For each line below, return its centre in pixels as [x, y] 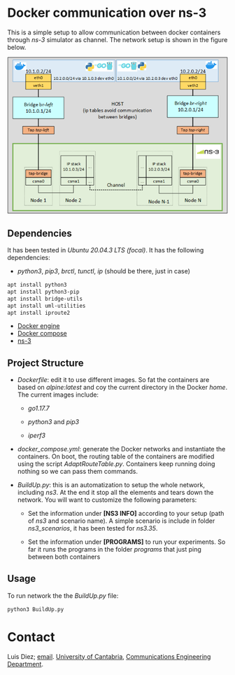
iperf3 [36, 435]
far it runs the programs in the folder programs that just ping [114, 549]
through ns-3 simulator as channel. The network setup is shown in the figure [117, 39]
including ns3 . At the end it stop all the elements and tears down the [115, 492]
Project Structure [45, 363]
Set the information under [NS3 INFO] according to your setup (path [126, 513]
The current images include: [58, 395]
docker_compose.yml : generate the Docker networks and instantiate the [121, 449]
